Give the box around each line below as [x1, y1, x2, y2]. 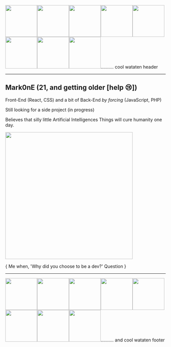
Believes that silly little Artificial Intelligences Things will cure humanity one [5, 116, 162, 122]
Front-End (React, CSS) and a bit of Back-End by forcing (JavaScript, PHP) [5, 97, 162, 103]
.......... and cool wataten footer [101, 337, 165, 343]
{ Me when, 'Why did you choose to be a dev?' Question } [5, 263, 126, 269]
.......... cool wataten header [101, 64, 158, 70]
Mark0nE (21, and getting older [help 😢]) [5, 83, 137, 92]
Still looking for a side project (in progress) [5, 107, 95, 113]
